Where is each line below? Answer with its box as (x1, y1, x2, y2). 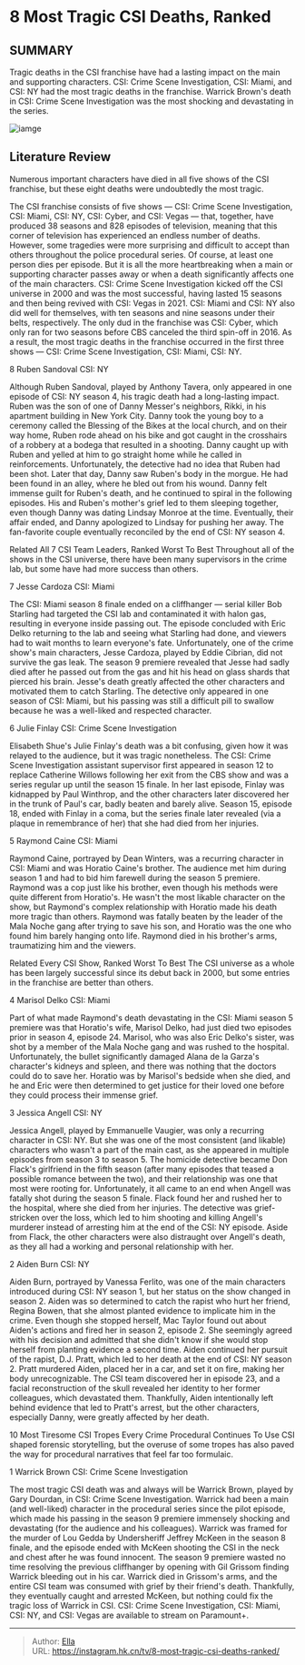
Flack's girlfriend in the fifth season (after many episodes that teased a (9, 1163, 274, 1174)
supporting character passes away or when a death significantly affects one (9, 269, 294, 279)
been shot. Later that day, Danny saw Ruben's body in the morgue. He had (9, 468, 289, 479)
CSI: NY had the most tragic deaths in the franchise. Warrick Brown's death (9, 86, 292, 96)
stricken (9, 1212, 40, 1223)
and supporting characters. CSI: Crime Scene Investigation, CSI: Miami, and (9, 76, 292, 87)
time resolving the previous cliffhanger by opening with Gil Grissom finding (9, 1561, 290, 1572)
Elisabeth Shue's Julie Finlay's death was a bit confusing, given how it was (9, 740, 289, 751)
